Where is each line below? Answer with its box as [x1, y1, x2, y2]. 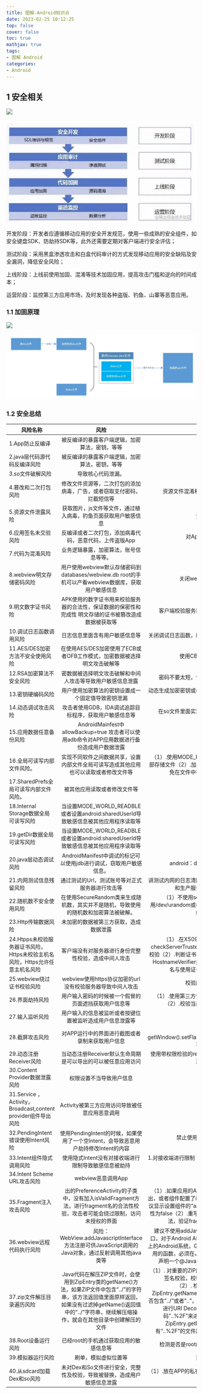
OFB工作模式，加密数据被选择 [66, 652, 141, 659]
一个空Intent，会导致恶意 [72, 1137, 135, 1144]
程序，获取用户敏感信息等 [72, 712, 136, 719]
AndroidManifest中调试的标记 [62, 852, 135, 859]
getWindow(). [147, 1033, 182, 1041]
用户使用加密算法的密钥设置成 [61, 687, 136, 694]
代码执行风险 [8, 1246, 41, 1253]
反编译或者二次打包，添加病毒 [61, 529, 136, 537]
